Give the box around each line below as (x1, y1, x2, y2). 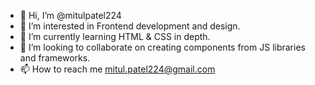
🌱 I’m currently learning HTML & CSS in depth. (19, 31, 211, 42)
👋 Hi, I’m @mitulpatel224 (19, 10, 122, 21)
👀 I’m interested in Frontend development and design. (19, 20, 241, 32)
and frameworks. (19, 52, 91, 64)
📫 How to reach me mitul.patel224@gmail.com (19, 63, 216, 75)
